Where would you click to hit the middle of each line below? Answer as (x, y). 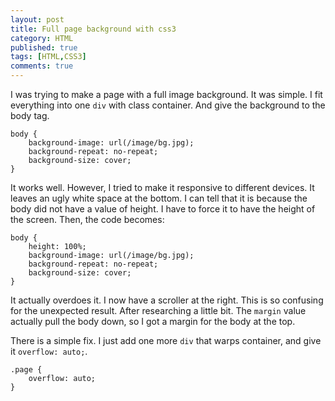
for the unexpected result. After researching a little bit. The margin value (158, 310)
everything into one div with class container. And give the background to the (168, 105)
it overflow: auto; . (49, 351)
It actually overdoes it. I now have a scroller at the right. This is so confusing (167, 300)
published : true (44, 47)
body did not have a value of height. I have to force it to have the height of (163, 209)
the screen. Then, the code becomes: (87, 219)
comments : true (42, 66)
